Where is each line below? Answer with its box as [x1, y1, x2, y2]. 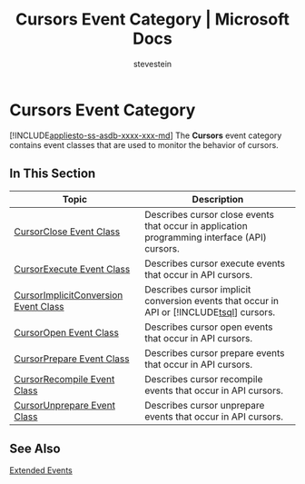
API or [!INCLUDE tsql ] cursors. [144, 305, 276, 318]
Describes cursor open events [144, 321, 273, 333]
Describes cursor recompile [144, 372, 263, 385]
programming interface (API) [144, 231, 268, 243]
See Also [9, 440, 61, 456]
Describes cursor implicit [144, 282, 251, 295]
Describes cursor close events [144, 208, 275, 221]
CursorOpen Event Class [14, 326, 120, 339]
